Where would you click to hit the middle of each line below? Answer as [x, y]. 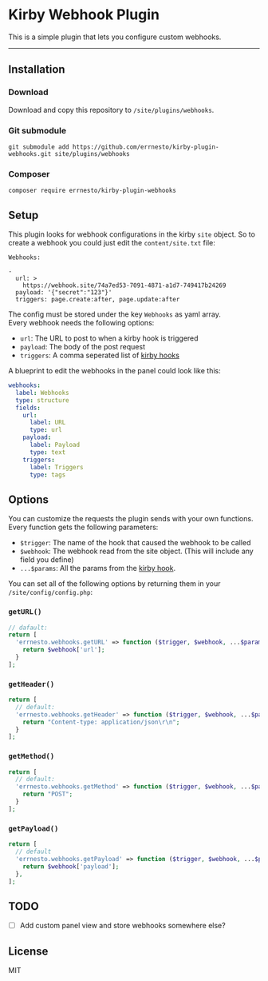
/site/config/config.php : [51, 592]
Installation [37, 70]
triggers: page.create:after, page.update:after [98, 300]
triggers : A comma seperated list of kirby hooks [99, 355]
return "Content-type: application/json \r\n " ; [101, 722]
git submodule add [39, 147]
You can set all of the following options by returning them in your [114, 584]
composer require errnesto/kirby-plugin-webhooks [93, 191]
